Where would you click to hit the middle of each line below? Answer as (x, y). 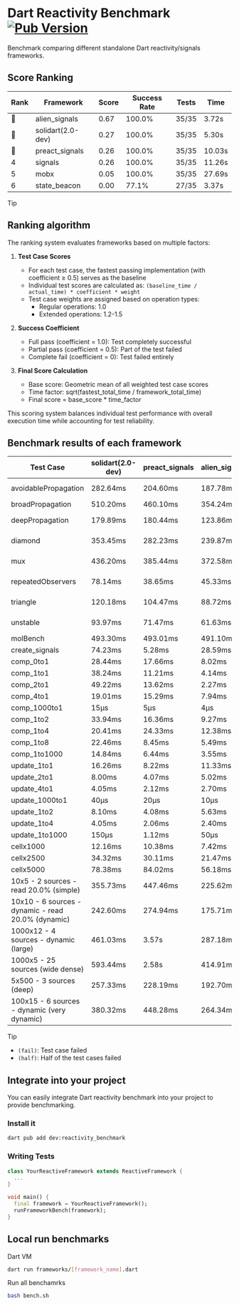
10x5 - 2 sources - (44, 881)
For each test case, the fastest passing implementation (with (117, 270)
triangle (24, 602)
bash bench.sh (28, 1296)
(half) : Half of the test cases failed (69, 1058)
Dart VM (20, 1256)
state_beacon (58, 185)
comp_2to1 (30, 685)
